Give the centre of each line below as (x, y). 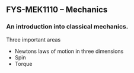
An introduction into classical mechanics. (67, 27)
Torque (23, 64)
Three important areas (33, 39)
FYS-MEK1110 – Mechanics (57, 10)
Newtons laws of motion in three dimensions (69, 51)
